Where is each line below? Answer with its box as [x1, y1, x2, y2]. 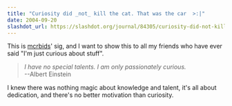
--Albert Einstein [23, 70, 71, 78]
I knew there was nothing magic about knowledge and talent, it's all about [7, 84, 217, 92]
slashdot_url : [7, 23, 48, 30]
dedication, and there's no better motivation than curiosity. [7, 91, 174, 99]
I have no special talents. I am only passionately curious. [23, 63, 186, 71]
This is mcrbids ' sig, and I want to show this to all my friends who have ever [7, 42, 223, 51]
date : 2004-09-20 [7, 17, 57, 24]
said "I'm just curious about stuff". [7, 49, 104, 58]
